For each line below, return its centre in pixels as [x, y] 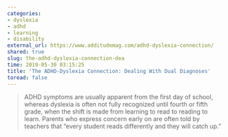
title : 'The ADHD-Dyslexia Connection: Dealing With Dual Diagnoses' [109, 71]
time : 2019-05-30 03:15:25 [46, 65]
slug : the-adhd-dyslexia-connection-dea [66, 59]
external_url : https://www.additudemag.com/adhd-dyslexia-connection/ [111, 45]
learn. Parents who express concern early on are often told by [112, 119]
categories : [24, 13]
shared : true [26, 52]
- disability [26, 39]
